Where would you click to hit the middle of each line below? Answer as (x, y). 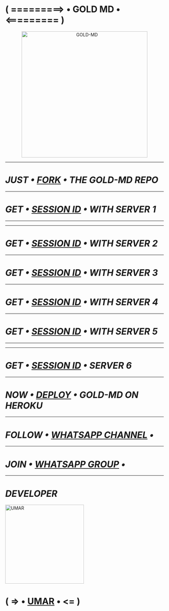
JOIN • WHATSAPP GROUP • (65, 464)
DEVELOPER (31, 494)
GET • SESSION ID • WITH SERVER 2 (81, 243)
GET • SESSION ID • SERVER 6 (69, 365)
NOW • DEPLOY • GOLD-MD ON (72, 395)
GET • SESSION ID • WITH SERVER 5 (81, 331)
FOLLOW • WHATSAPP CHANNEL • (80, 435)
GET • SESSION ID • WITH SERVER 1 (81, 209)
